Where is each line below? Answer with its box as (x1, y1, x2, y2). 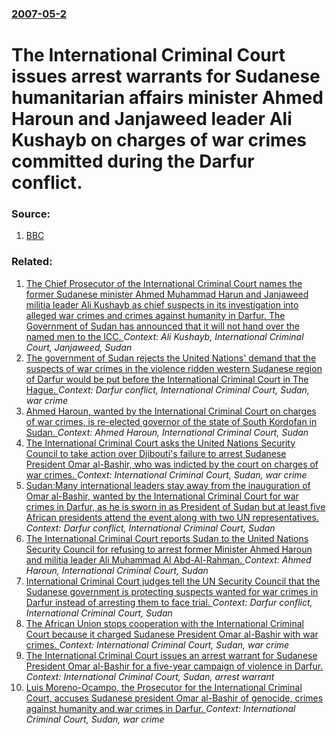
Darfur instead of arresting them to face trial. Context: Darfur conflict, (25, 596, 313, 608)
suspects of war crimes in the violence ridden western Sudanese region (25, 362, 323, 374)
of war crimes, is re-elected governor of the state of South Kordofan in (25, 415, 318, 427)
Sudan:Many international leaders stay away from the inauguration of (25, 479, 311, 491)
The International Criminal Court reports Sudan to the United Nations (25, 532, 309, 544)
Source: (11, 207, 51, 221)
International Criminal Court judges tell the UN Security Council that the (25, 575, 321, 587)
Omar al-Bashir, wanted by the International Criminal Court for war (25, 490, 299, 502)
